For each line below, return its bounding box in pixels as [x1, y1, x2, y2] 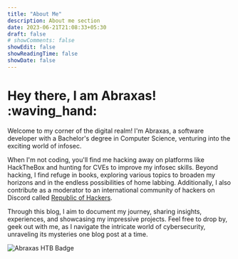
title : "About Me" [7, 10, 62, 18]
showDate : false [7, 57, 56, 64]
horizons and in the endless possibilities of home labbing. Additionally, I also [7, 178, 232, 186]
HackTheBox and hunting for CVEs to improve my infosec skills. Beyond [7, 163, 219, 171]
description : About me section [7, 17, 100, 24]
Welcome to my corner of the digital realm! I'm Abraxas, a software [7, 126, 205, 135]
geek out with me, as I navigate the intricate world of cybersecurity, [7, 222, 206, 230]
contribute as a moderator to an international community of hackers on [7, 186, 215, 194]
